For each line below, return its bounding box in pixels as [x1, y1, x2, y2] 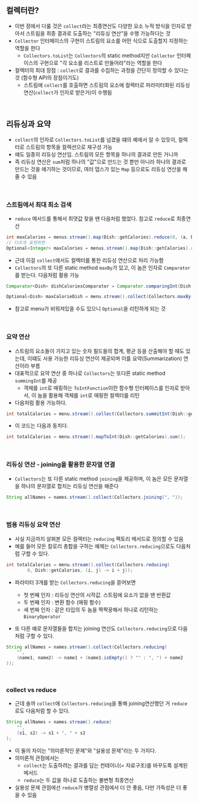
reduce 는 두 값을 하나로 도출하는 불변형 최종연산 [23, 776, 134, 783]
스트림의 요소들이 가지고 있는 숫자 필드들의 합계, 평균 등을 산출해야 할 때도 [14, 347, 184, 354]
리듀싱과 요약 [6, 119, 51, 129]
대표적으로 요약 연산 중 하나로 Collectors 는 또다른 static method [14, 370, 166, 377]
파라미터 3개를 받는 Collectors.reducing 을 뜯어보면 [14, 579, 136, 586]
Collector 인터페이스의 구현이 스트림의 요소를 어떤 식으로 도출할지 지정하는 [14, 37, 189, 44]
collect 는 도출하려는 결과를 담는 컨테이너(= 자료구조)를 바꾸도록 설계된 [23, 761, 188, 769]
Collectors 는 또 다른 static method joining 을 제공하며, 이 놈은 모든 [14, 475, 173, 482]
